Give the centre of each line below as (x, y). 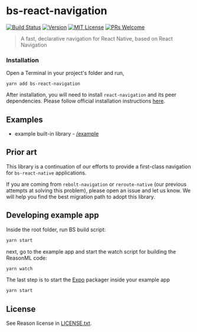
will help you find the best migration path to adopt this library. (81, 196)
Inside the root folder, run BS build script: (56, 229)
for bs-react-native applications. (46, 173)
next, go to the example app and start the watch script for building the (91, 251)
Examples (24, 119)
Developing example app (52, 216)
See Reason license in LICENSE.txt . (49, 323)
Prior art (22, 152)
